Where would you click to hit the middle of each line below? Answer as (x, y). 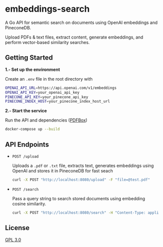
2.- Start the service (26, 111)
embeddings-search (47, 9)
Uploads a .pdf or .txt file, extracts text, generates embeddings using (83, 165)
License (17, 228)
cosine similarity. (29, 204)
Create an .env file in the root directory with (49, 79)
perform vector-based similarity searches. (48, 42)
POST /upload (25, 156)
